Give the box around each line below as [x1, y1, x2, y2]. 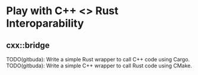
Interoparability [6, 17, 84, 30]
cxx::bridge [6, 40, 50, 50]
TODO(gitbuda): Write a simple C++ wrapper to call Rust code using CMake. [6, 62, 193, 69]
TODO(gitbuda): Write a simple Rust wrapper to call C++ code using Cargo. [6, 56, 190, 63]
